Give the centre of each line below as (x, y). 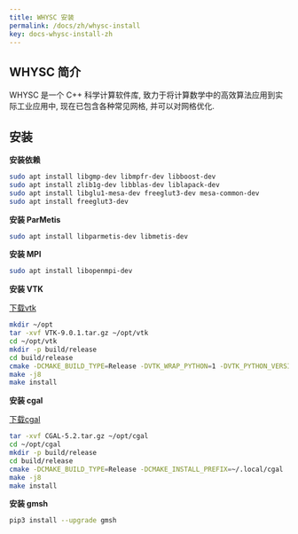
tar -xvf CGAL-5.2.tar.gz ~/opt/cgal (79, 436)
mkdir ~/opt (31, 325)
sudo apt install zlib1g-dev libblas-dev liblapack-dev (114, 185)
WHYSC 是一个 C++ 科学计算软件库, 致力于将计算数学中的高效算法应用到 (142, 95)
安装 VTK (27, 289)
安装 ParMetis (35, 219)
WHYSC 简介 (45, 72)
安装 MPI (25, 255)
